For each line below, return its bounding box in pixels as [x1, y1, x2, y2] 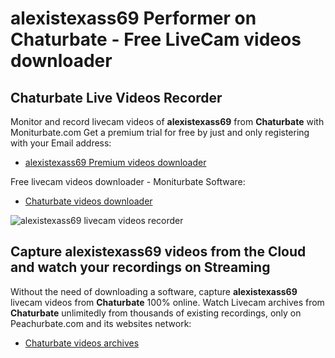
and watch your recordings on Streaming [10, 259, 271, 276]
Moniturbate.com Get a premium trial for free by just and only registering [10, 127, 310, 138]
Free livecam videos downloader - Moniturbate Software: [10, 176, 246, 187]
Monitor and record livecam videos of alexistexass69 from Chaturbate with [10, 116, 325, 127]
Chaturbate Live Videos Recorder [10, 89, 223, 106]
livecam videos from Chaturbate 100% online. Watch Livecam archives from [10, 296, 325, 308]
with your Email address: [10, 137, 112, 149]
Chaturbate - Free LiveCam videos [10, 28, 302, 51]
